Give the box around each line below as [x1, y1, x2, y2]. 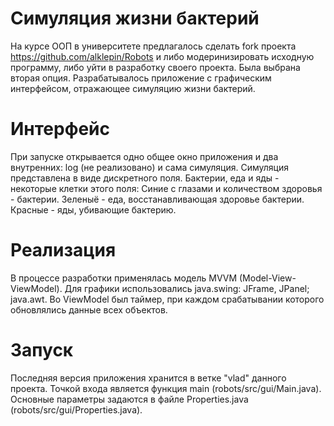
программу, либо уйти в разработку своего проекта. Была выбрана [10, 61, 301, 73]
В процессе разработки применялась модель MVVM [10, 272, 238, 284]
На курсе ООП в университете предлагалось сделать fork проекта [10, 40, 297, 52]
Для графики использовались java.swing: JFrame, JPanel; [64, 282, 310, 294]
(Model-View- [238, 272, 297, 284]
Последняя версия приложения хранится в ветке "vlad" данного [10, 372, 287, 384]
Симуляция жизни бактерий [10, 7, 260, 30]
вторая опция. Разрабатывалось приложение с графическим [10, 72, 272, 84]
